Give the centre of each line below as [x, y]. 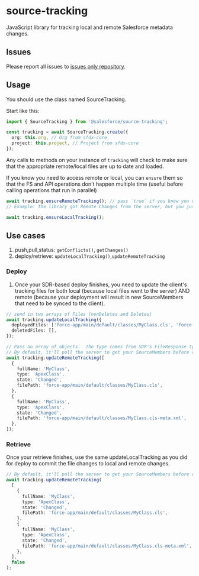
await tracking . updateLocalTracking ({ [54, 320]
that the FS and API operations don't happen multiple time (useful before [95, 184]
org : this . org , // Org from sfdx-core [60, 138]
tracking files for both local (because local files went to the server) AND [102, 290]
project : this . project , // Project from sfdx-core [75, 143]
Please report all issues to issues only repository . [66, 66]
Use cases [26, 236]
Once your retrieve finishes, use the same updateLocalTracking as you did [97, 457]
